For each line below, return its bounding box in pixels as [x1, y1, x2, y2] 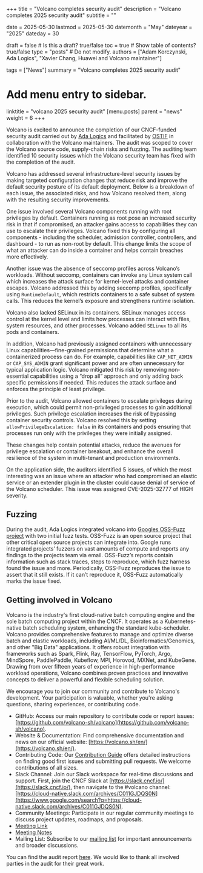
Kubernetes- [164, 617, 196, 625]
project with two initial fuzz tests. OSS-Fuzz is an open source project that [6, 532, 192, 539]
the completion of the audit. [6, 158, 76, 165]
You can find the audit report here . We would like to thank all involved [6, 853, 180, 860]
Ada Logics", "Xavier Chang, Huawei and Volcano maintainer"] [6, 55, 162, 61]
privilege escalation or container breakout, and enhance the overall [6, 447, 174, 455]
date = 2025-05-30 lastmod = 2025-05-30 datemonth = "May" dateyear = [6, 24, 193, 30]
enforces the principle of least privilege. [6, 385, 106, 392]
